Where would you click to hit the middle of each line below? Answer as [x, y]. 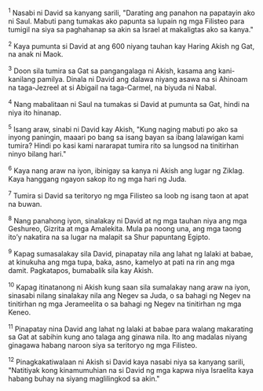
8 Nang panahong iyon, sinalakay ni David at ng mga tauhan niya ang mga [128, 219]
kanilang [22, 79]
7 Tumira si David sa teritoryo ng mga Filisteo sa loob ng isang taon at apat [128, 194]
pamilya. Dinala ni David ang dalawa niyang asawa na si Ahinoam [142, 79]
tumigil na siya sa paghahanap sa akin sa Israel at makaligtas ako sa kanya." [131, 29]
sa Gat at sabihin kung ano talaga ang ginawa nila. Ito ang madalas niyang [128, 337]
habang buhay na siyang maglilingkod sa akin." [84, 378]
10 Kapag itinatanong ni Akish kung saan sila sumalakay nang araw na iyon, [130, 286]
